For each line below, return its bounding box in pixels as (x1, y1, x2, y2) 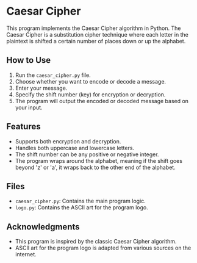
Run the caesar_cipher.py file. (15, 71, 91, 79)
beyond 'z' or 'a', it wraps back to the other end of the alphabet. (15, 164, 176, 171)
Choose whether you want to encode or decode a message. (15, 77, 167, 85)
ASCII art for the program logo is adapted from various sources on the (15, 244, 192, 251)
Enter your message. (15, 84, 68, 92)
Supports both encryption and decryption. (15, 137, 121, 145)
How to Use (6, 55, 51, 65)
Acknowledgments (6, 222, 81, 232)
